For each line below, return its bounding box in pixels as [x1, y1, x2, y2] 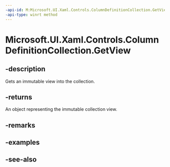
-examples [5, 138, 40, 147]
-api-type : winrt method [5, 12, 58, 17]
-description [5, 65, 46, 73]
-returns [5, 93, 32, 101]
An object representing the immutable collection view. [5, 106, 117, 112]
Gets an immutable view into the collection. [5, 78, 95, 84]
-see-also [5, 155, 37, 164]
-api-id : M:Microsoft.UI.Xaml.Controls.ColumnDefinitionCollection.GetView [5, 7, 168, 13]
